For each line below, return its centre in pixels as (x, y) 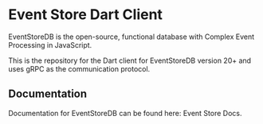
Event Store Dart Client (86, 15)
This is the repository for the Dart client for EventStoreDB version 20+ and (130, 60)
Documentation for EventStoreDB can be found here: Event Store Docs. (125, 113)
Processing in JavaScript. (50, 45)
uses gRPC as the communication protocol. (79, 68)
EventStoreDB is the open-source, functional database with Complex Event (131, 37)
